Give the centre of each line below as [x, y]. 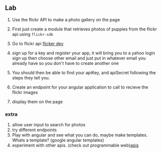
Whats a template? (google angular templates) [58, 140]
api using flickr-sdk [33, 34]
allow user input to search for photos [49, 125]
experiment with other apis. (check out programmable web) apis [75, 145]
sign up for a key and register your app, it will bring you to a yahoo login [83, 53]
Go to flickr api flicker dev [38, 44]
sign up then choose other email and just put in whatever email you [79, 58]
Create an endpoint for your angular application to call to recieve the [80, 87]
